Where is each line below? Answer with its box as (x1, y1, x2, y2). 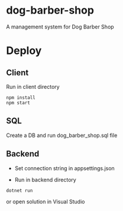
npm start (6, 100, 31, 105)
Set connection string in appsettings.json (14, 164, 115, 172)
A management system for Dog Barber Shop (6, 23, 114, 30)
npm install (6, 94, 35, 101)
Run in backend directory (14, 176, 77, 183)
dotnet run (6, 187, 33, 193)
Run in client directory (6, 83, 60, 90)
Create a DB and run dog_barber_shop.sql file (6, 132, 118, 139)
